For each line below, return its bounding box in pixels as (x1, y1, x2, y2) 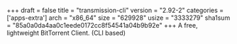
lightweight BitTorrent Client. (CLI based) (6, 28, 126, 37)
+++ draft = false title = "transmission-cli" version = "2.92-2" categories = (6, 6, 224, 14)
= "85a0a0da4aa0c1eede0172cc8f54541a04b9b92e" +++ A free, (6, 21, 198, 29)
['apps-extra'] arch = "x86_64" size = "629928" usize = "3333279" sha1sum (6, 13, 231, 22)
